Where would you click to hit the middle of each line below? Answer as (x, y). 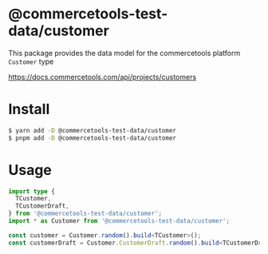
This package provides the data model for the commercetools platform (124, 53)
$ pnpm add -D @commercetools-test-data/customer (93, 138)
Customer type (31, 62)
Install (29, 109)
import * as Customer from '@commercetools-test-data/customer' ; (119, 221)
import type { (32, 191)
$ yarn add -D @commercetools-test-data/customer (93, 130)
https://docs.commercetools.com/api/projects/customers (102, 77)
